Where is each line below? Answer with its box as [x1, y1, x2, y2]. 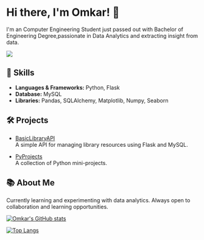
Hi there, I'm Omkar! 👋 [6, 5, 120, 19]
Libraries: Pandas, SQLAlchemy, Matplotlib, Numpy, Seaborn [15, 97, 169, 104]
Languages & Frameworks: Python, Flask [15, 83, 120, 91]
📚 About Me [6, 177, 55, 188]
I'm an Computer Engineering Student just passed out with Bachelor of [6, 26, 184, 33]
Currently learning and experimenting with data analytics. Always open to [6, 197, 191, 204]
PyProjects [15, 152, 43, 160]
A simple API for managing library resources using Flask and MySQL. [15, 141, 189, 148]
